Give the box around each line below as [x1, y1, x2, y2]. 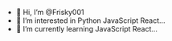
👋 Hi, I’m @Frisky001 [15, 8, 84, 17]
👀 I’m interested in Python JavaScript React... [15, 16, 166, 25]
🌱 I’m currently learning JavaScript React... [15, 24, 158, 33]
